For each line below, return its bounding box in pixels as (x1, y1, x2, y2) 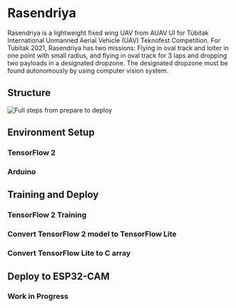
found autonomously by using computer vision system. (7, 66, 169, 75)
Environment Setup (7, 127, 95, 139)
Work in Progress (7, 292, 69, 302)
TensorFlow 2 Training (7, 210, 87, 220)
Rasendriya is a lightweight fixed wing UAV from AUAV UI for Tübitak (7, 28, 209, 37)
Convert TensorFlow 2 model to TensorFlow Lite (7, 229, 177, 239)
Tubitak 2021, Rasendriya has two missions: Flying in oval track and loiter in (7, 43, 230, 52)
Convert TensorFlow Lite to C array (7, 248, 131, 258)
